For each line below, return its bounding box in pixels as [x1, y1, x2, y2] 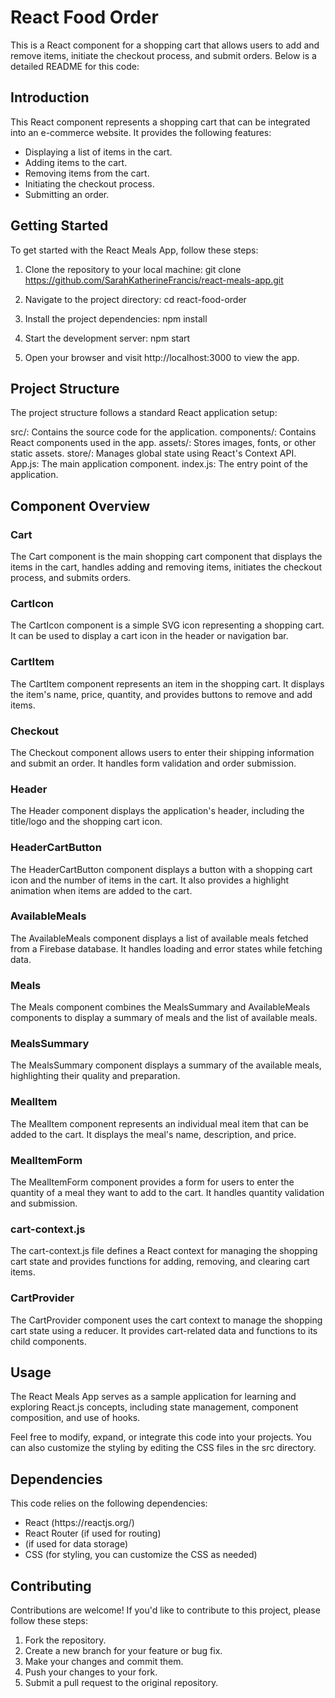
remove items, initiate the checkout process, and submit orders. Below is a [10, 49, 317, 61]
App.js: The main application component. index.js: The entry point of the [10, 458, 308, 470]
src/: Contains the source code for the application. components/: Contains [10, 426, 317, 438]
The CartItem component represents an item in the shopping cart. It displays [10, 677, 325, 690]
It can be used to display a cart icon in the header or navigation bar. [10, 630, 289, 642]
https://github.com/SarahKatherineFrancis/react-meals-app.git [24, 274, 284, 286]
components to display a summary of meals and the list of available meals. [10, 1012, 318, 1024]
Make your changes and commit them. [24, 1656, 184, 1668]
